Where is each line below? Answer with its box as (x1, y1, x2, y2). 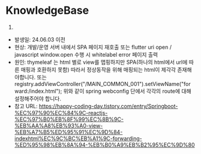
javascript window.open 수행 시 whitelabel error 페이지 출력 (14, 51, 158, 58)
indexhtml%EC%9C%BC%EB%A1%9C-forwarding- (14, 135, 142, 142)
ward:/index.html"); (14, 87, 62, 94)
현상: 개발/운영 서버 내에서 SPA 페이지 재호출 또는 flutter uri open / (14, 43, 172, 51)
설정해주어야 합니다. (14, 94, 61, 102)
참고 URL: (14, 102, 38, 109)
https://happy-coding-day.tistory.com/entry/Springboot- (38, 102, 178, 109)
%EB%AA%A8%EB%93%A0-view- (14, 122, 103, 129)
